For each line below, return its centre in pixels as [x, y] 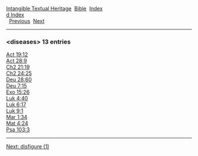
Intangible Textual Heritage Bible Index [55, 9]
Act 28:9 [17, 61]
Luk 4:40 [17, 98]
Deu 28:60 [19, 79]
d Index [15, 15]
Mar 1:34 [17, 117]
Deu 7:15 [16, 86]
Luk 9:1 [15, 111]
